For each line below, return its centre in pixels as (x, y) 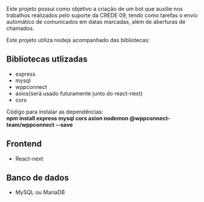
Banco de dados (38, 178)
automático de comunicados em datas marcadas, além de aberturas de (96, 22)
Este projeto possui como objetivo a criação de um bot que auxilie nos (95, 9)
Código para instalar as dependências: (55, 112)
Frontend (24, 144)
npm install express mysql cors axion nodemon (67, 118)
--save (64, 124)
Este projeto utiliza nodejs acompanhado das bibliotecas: (78, 40)
